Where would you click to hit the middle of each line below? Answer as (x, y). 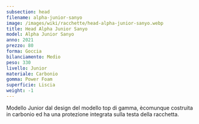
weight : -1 (20, 91)
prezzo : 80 (20, 46)
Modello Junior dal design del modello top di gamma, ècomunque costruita (100, 108)
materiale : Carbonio (32, 74)
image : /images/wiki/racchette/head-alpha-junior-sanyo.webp (85, 23)
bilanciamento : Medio (34, 57)
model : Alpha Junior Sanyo (40, 34)
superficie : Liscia (31, 85)
